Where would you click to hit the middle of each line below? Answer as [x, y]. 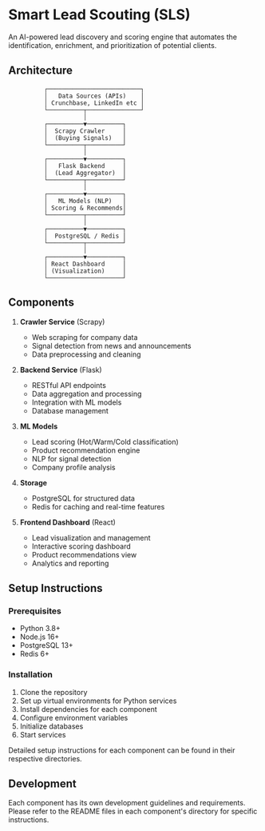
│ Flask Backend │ [85, 166]
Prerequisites [35, 611]
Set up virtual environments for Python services [98, 701]
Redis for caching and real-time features [98, 506]
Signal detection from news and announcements [111, 346]
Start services [43, 734]
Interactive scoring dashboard [81, 546]
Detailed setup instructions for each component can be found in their [122, 750]
